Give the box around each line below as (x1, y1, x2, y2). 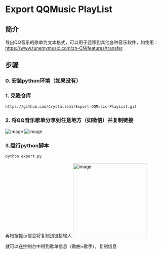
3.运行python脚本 (5, 142, 49, 149)
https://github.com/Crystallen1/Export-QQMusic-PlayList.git (5, 104, 137, 109)
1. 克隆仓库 (5, 92, 31, 99)
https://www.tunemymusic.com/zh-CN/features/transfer (5, 45, 123, 51)
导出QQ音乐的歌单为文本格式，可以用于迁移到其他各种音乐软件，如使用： (5, 39, 158, 45)
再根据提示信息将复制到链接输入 (5, 233, 72, 239)
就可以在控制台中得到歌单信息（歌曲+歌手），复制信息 (5, 243, 117, 249)
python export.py (5, 154, 42, 159)
